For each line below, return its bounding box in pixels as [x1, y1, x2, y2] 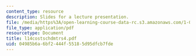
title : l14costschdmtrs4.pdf [6, 36, 77, 41]
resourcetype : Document [6, 30, 64, 36]
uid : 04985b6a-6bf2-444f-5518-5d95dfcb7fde [6, 41, 114, 47]
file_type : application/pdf [6, 24, 75, 31]
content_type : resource [6, 8, 64, 15]
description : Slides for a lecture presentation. [6, 14, 129, 20]
